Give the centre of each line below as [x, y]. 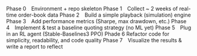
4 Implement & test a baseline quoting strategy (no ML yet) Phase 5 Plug [99, 27]
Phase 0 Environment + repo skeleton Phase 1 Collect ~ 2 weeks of [92, 9]
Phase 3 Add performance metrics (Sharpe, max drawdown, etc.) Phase [96, 21]
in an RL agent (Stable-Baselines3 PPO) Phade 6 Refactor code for [88, 34]
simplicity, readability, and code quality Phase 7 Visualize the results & [94, 40]
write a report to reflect [35, 46]
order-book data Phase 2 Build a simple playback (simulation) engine [105, 15]
